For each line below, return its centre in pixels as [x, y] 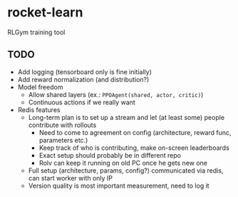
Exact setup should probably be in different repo [110, 155]
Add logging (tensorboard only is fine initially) [84, 71]
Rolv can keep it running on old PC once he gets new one [123, 163]
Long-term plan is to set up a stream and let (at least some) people [126, 117]
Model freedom [40, 87]
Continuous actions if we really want [82, 102]
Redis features [39, 110]
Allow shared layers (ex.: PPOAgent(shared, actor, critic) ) [116, 94]
